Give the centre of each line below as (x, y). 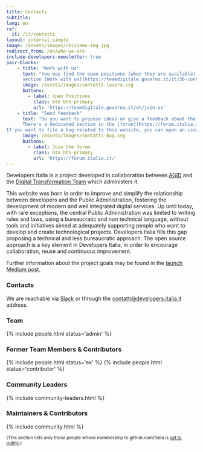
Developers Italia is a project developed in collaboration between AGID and (99, 175)
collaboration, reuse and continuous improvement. (69, 251)
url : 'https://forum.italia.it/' (75, 158)
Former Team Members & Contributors (64, 349)
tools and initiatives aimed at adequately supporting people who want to (96, 226)
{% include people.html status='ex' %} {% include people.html (84, 362)
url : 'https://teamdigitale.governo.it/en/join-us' (99, 107)
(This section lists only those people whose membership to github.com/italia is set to (94, 437)
